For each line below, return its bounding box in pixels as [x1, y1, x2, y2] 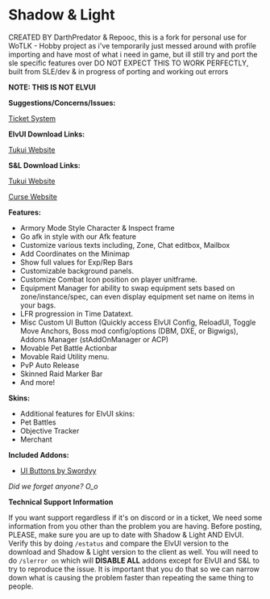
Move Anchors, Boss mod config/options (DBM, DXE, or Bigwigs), [19, 325, 239, 336]
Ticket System [8, 113, 56, 123]
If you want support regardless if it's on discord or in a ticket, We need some [8, 513, 263, 522]
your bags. [19, 300, 56, 310]
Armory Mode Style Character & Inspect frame [19, 223, 175, 232]
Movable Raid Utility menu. [19, 351, 110, 361]
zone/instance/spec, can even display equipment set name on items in [19, 291, 255, 301]
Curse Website [8, 191, 58, 201]
